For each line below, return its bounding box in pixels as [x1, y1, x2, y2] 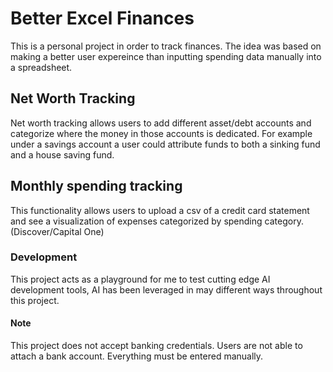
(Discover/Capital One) [10, 225, 105, 237]
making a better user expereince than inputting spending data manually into [10, 50, 322, 62]
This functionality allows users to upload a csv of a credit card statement [10, 204, 310, 216]
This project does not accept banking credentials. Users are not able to [10, 340, 303, 352]
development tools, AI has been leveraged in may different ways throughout [10, 283, 323, 296]
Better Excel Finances [10, 7, 195, 30]
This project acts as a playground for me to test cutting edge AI [10, 273, 271, 285]
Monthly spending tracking [10, 178, 183, 195]
